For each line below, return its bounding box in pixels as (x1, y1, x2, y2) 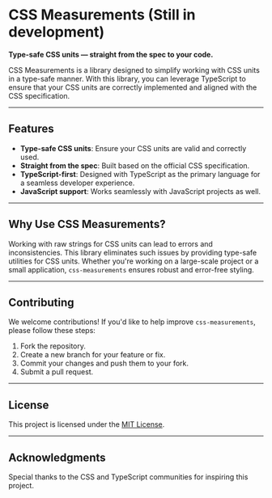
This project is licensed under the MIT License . (8, 420, 165, 429)
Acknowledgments (8, 450, 107, 464)
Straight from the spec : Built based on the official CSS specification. (19, 160, 250, 171)
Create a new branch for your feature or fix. (19, 350, 166, 360)
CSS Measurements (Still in (8, 6, 196, 24)
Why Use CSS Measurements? (8, 217, 166, 231)
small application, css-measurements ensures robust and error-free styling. (8, 264, 255, 274)
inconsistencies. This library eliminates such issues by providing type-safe (8, 247, 257, 257)
